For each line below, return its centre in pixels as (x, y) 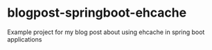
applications (25, 39)
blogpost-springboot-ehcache (97, 13)
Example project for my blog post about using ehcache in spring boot (106, 32)
